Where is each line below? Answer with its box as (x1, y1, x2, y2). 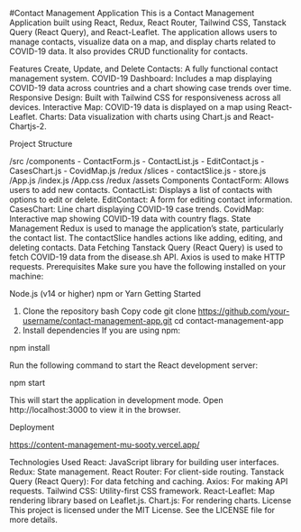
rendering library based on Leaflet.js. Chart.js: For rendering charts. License (9, 495, 292, 506)
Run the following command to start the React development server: (9, 360, 259, 371)
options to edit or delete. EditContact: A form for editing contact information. (9, 194, 293, 205)
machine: (9, 271, 44, 281)
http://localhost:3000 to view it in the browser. (9, 405, 182, 415)
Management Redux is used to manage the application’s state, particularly (9, 223, 284, 234)
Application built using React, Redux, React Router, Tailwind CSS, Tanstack (9, 17, 287, 28)
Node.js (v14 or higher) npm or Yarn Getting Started (9, 289, 201, 298)
